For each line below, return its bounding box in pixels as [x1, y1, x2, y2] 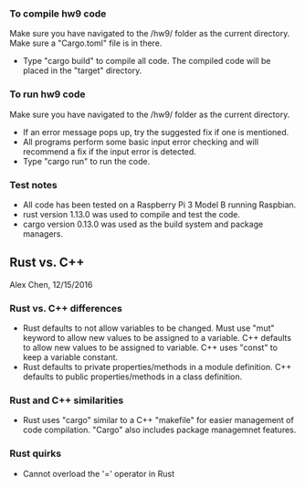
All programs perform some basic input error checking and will [22, 136, 258, 147]
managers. [22, 228, 64, 239]
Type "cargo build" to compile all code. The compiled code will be [22, 56, 271, 67]
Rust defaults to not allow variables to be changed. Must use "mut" [22, 323, 276, 334]
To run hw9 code [9, 88, 86, 101]
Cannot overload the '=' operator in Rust [22, 468, 175, 479]
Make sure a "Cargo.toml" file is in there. [9, 37, 163, 48]
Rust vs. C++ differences [9, 302, 123, 314]
